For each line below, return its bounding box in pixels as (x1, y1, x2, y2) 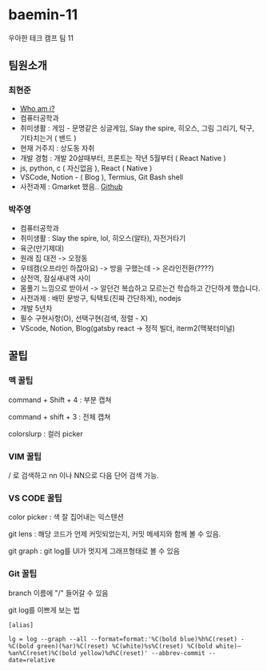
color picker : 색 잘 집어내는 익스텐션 (8, 512, 124, 522)
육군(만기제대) (19, 243, 65, 253)
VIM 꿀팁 (8, 451, 42, 462)
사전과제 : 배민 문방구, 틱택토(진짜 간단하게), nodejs (19, 293, 181, 303)
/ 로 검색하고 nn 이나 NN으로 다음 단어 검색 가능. (8, 470, 160, 480)
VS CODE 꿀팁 (8, 492, 62, 504)
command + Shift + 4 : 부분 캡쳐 (8, 395, 112, 404)
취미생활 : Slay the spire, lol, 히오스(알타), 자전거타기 (19, 233, 186, 243)
